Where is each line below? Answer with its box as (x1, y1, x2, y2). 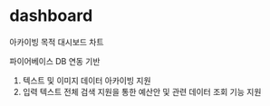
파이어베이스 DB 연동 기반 (9, 55, 101, 66)
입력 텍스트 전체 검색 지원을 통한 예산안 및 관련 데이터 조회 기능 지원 (22, 86, 262, 97)
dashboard (9, 5, 93, 26)
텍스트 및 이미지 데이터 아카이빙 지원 (22, 74, 151, 86)
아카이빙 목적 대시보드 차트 (9, 36, 104, 47)
